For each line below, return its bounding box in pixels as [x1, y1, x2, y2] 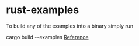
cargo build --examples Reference [6, 33, 89, 40]
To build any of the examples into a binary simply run [6, 22, 134, 29]
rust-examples [6, 3, 79, 17]
